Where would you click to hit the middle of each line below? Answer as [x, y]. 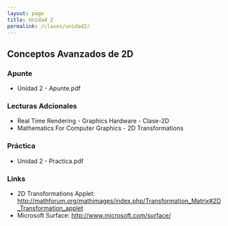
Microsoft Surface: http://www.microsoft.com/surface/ [94, 215]
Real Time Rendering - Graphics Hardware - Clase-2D [93, 121]
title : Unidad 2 [30, 20]
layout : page [26, 13]
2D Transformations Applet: [56, 193]
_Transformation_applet [50, 208]
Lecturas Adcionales [42, 105]
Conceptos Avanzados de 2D [70, 54]
